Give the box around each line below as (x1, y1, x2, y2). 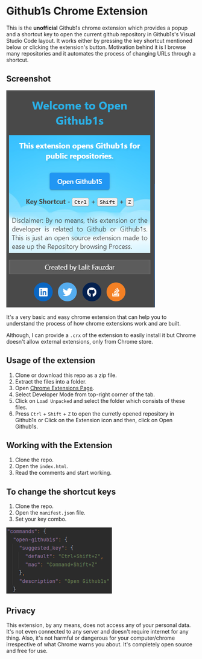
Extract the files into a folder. (14, 378, 87, 385)
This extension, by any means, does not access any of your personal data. (6, 622, 191, 629)
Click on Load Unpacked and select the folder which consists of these (14, 397, 185, 404)
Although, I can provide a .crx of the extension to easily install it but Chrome (6, 331, 196, 339)
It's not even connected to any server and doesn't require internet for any (6, 628, 189, 635)
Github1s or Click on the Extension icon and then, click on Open (14, 416, 173, 423)
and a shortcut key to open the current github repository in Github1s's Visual (6, 30, 196, 37)
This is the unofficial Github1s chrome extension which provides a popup (6, 24, 188, 31)
